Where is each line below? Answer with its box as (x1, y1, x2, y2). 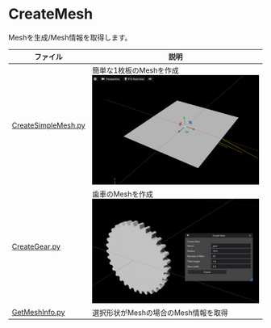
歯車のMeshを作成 (92, 189, 153, 199)
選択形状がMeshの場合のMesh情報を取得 (92, 308, 228, 317)
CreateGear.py (11, 242, 60, 251)
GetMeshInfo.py (11, 308, 65, 317)
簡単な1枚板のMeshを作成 (92, 65, 179, 75)
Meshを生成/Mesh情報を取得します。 (8, 32, 132, 42)
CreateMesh (8, 5, 94, 23)
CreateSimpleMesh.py (11, 120, 86, 130)
